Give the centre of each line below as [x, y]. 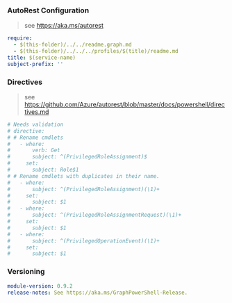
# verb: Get [34, 150]
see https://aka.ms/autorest [64, 26]
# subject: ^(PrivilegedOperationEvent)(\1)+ [83, 241]
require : [20, 38]
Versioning [26, 272]
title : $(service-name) [42, 58]
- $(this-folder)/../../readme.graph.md [73, 45]
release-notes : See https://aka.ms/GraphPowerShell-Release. [98, 293]
